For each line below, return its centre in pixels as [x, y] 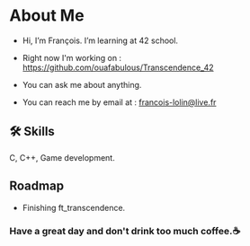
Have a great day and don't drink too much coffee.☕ [125, 232]
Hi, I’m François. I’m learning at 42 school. [100, 40]
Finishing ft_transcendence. [74, 207]
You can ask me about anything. [82, 84]
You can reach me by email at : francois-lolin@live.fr [119, 102]
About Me [47, 16]
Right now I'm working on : [72, 57]
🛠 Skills [32, 132]
